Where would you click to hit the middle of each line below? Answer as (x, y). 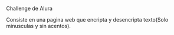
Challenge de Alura (29, 8)
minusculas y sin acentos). (38, 26)
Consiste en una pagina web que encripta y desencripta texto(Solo (87, 20)
